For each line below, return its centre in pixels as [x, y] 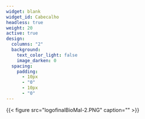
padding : [27, 72]
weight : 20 [19, 28]
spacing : [22, 66]
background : [26, 50]
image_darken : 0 [37, 60]
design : [16, 39]
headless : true [25, 22]
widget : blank [24, 11]
